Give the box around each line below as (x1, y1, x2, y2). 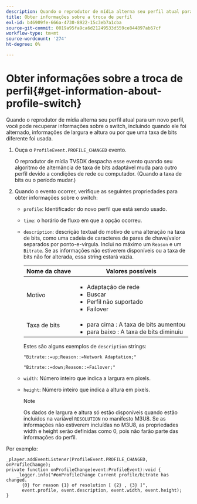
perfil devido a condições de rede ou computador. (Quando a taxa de (14, 170, 182, 177)
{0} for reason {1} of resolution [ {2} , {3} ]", (21, 482, 148, 488)
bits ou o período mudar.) (14, 176, 76, 183)
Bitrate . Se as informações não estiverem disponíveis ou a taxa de (23, 247, 186, 254)
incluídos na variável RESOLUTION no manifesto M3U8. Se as (23, 415, 166, 422)
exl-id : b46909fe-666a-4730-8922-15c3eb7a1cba (6, 19, 122, 25)
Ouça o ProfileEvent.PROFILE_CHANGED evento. (14, 146, 127, 153)
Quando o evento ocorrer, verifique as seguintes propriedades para (14, 187, 178, 194)
